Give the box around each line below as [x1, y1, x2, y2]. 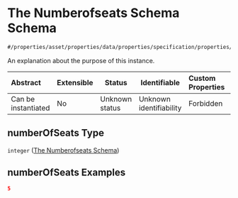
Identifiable [140, 77, 181, 87]
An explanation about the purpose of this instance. [7, 56, 155, 65]
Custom [188, 73, 216, 83]
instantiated [11, 103, 50, 113]
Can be [11, 94, 35, 104]
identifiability [138, 103, 182, 113]
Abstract [11, 77, 41, 87]
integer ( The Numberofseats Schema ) [7, 145, 120, 154]
